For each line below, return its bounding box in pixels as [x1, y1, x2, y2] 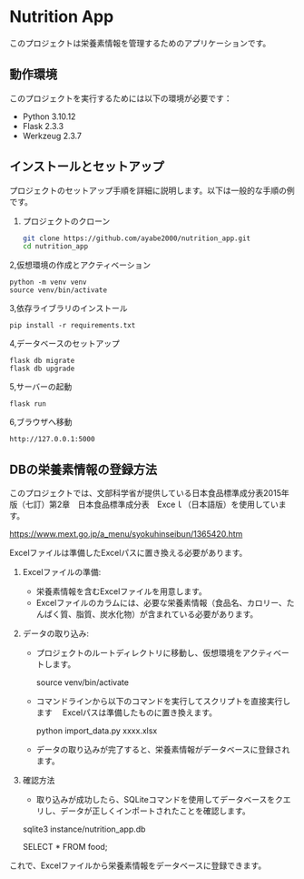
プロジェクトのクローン [22, 216, 111, 227]
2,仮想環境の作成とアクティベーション [9, 259, 152, 270]
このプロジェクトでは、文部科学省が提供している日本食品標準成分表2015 [9, 488, 281, 499]
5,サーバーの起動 [9, 381, 73, 392]
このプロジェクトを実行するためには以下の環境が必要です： [9, 93, 232, 104]
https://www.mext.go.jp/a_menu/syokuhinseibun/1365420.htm [9, 529, 243, 540]
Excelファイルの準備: [22, 567, 102, 578]
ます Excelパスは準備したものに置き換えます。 [35, 707, 218, 718]
